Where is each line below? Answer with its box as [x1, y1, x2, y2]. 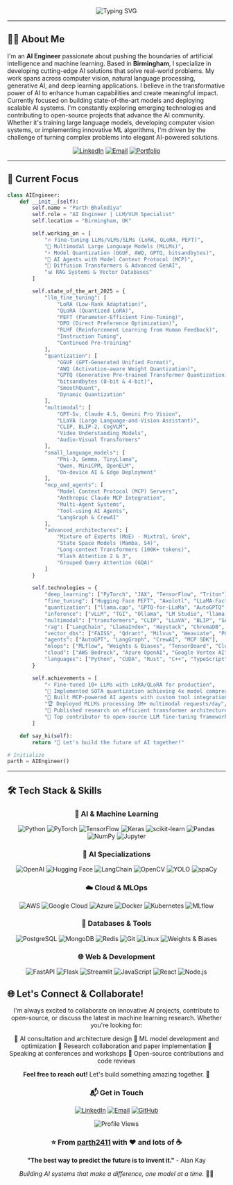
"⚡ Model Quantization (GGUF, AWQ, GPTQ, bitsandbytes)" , [44, 250, 216, 256]
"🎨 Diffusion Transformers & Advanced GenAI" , [44, 262, 182, 270]
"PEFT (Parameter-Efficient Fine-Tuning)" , [56, 313, 185, 320]
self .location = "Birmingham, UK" [32, 218, 132, 224]
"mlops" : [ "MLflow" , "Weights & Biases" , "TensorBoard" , [44, 643, 213, 650]
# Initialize [7, 751, 45, 758]
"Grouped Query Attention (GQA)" [56, 559, 154, 566]
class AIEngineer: [7, 191, 60, 199]
